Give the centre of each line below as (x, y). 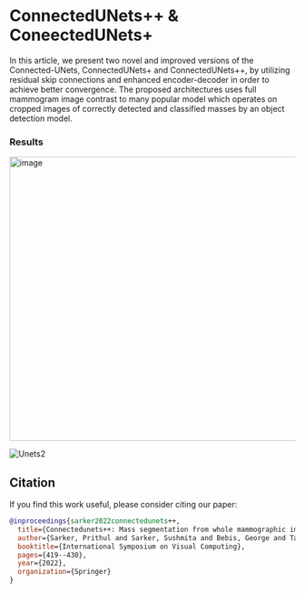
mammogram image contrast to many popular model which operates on (143, 99)
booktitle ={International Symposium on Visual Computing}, (132, 547)
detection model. (41, 118)
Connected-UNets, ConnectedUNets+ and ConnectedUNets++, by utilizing (150, 70)
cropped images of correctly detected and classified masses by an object (147, 108)
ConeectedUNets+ (81, 35)
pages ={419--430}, (53, 555)
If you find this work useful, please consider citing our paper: (123, 505)
